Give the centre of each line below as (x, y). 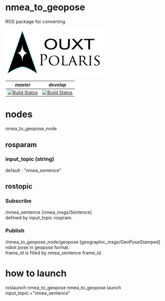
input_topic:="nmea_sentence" (38, 293)
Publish (15, 230)
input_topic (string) (30, 159)
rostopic (19, 186)
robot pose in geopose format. (37, 247)
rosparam (21, 145)
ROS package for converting (35, 21)
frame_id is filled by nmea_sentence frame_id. (54, 252)
